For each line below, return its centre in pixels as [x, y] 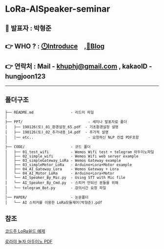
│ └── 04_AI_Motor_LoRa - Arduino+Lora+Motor [60, 173]
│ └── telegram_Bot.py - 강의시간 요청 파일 [56, 188]
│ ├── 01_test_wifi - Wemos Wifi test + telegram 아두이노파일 [80, 152]
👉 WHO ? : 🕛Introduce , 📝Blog [55, 46]
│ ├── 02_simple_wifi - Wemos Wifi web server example [72, 156]
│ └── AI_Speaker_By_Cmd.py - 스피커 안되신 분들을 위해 [62, 183]
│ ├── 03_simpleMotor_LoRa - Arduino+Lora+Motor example [69, 165]
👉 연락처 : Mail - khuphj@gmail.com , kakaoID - [79, 67]
